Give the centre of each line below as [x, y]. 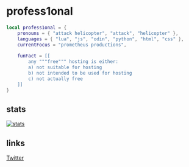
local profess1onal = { [37, 28]
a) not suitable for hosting [65, 68]
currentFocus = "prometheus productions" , [72, 45]
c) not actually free [56, 79]
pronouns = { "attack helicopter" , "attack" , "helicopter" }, [98, 33]
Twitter [15, 158]
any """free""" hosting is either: [73, 62]
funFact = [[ [34, 56]
